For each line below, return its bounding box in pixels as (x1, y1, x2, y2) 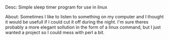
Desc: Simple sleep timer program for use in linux (5, 4, 108, 10)
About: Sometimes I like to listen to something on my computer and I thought (5, 14, 164, 19)
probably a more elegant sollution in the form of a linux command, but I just (5, 24, 161, 30)
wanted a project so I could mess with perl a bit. (5, 30, 105, 35)
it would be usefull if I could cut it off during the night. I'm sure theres (5, 19, 149, 25)
